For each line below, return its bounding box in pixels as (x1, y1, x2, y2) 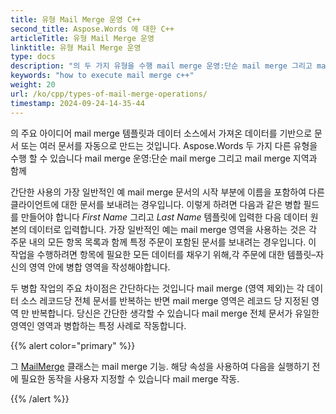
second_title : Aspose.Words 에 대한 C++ (10, 24, 175, 34)
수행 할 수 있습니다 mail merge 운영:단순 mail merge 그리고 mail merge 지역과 (10, 152, 318, 164)
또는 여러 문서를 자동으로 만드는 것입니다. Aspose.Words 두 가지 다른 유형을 (20, 139, 318, 151)
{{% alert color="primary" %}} (10, 339, 136, 351)
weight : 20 (10, 80, 56, 90)
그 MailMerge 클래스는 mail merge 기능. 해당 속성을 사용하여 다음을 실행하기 (10, 360, 310, 372)
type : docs (10, 52, 56, 62)
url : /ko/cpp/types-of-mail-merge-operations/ (10, 89, 208, 99)
